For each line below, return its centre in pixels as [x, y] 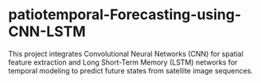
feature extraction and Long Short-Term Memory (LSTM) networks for [123, 62]
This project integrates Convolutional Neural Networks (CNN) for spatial [126, 53]
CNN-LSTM [47, 32]
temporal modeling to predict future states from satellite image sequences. [130, 70]
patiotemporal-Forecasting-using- [125, 15]
